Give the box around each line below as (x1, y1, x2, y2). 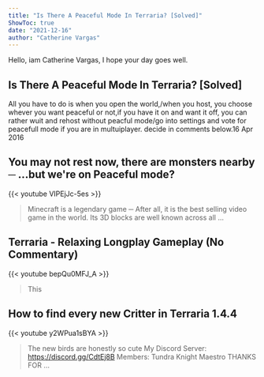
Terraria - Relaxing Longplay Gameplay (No (8, 236, 225, 249)
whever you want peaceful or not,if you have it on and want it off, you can (8, 107, 247, 117)
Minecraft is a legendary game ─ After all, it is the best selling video (27, 204, 247, 213)
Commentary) (8, 248, 79, 262)
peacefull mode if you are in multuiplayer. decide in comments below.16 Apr (8, 124, 254, 134)
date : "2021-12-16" (8, 26, 73, 34)
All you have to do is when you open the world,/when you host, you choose (8, 100, 253, 109)
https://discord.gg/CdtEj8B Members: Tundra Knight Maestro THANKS (27, 352, 257, 361)
